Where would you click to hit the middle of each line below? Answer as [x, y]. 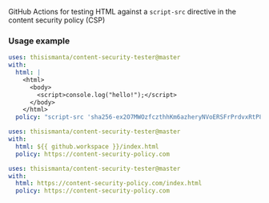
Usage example [39, 41]
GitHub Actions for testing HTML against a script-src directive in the [122, 12]
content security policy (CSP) [57, 20]
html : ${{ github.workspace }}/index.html [87, 146]
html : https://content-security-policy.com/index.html [109, 184]
